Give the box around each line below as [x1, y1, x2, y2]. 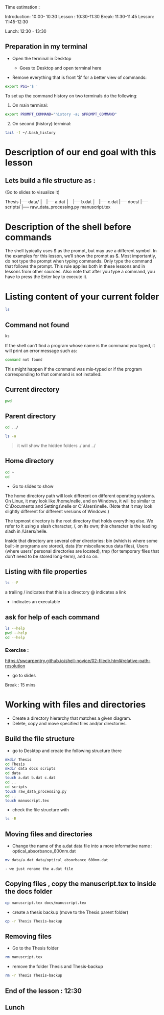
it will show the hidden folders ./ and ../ [17, 443, 96, 448]
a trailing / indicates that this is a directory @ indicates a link [5, 590, 126, 595]
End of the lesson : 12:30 [5, 987, 82, 995]
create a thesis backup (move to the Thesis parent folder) [12, 909, 129, 915]
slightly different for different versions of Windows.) [5, 508, 109, 514]
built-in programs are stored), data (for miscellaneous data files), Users [5, 543, 149, 549]
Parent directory [5, 412, 56, 420]
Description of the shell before [5, 221, 131, 232]
